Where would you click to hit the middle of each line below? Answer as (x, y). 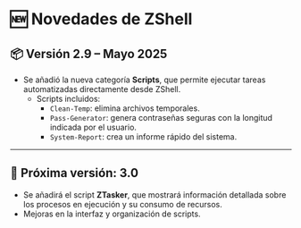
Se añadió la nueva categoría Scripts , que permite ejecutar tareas (144, 80)
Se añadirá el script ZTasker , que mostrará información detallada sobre (155, 194)
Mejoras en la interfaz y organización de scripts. (112, 214)
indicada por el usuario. (93, 127)
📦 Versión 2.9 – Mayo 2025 (89, 54)
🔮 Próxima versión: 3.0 (75, 173)
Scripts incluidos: (68, 99)
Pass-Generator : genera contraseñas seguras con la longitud (161, 118)
